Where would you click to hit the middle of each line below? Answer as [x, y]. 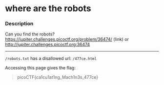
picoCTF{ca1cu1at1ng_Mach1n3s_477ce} [58, 77]
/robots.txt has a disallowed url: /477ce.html [51, 58]
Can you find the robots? [30, 34]
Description [19, 24]
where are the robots [48, 8]
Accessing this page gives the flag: [40, 68]
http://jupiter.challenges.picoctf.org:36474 [48, 45]
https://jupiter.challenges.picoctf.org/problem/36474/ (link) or [67, 39]
